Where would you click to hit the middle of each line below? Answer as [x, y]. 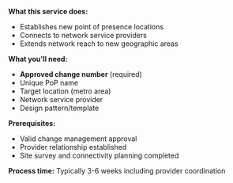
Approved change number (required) [81, 74]
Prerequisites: [32, 123]
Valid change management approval [78, 139]
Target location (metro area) [65, 91]
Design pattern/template [59, 108]
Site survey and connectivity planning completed [99, 155]
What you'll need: [38, 59]
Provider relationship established [73, 147]
